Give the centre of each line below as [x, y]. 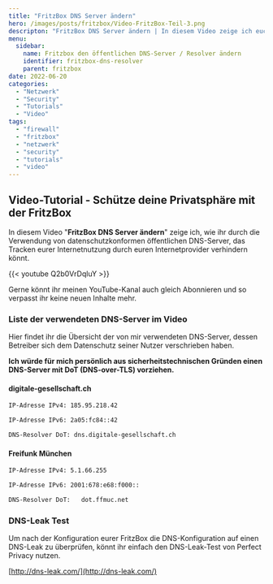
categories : [28, 84]
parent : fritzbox [52, 69]
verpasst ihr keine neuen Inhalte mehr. [72, 298]
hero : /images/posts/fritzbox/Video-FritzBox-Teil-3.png [107, 24]
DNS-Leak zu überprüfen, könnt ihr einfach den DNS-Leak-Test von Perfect [135, 547]
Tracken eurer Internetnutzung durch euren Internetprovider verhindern [128, 249]
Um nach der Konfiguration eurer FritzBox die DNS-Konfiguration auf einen [134, 539]
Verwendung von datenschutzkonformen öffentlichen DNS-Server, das [127, 240]
